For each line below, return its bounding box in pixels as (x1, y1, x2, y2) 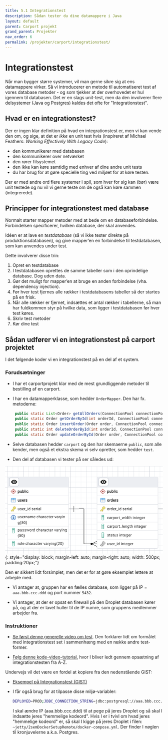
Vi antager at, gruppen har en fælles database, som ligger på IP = (12, 584, 147, 590)
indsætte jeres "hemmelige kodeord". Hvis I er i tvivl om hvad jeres (12, 713, 150, 719)
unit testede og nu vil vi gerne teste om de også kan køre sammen (5, 184, 141, 190)
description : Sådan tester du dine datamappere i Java (5, 13, 122, 19)
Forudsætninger (5, 369, 45, 376)
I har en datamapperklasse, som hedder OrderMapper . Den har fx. (12, 396, 146, 402)
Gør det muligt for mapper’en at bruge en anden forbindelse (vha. (12, 278, 147, 284)
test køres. (12, 310, 34, 316)
